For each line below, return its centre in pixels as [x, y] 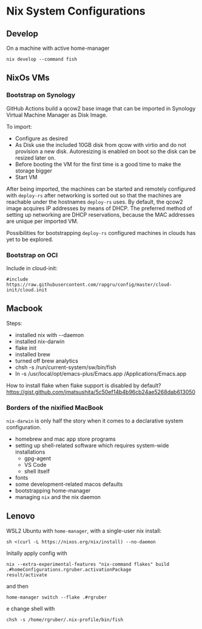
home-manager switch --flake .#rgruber [57, 597]
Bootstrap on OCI [32, 255]
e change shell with [31, 608]
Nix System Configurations [76, 11]
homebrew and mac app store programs [66, 439]
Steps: [14, 323]
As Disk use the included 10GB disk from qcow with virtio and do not [101, 144]
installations [30, 452]
